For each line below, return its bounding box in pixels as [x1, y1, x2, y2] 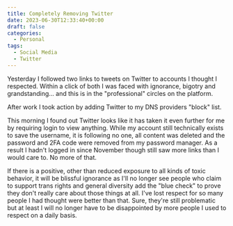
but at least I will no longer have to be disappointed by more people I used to [7, 203, 227, 212]
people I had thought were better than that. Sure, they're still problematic [7, 196, 216, 204]
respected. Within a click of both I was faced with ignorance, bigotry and [7, 81, 216, 90]
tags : [7, 42, 23, 49]
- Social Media [13, 49, 58, 56]
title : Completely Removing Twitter [7, 10, 113, 17]
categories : [7, 29, 42, 37]
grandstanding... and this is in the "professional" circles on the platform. [7, 89, 214, 97]
